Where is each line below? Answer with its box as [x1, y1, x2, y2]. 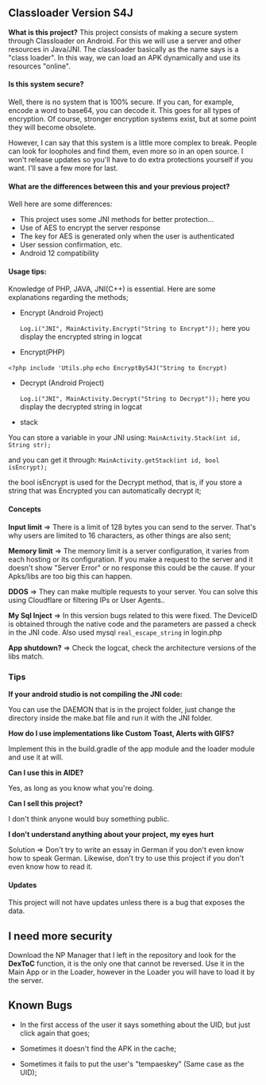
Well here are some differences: [8, 199, 113, 209]
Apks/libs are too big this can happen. [8, 571, 133, 581]
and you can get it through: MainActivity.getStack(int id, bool [8, 455, 220, 465]
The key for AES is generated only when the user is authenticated [19, 231, 235, 241]
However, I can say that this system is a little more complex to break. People [8, 138, 257, 148]
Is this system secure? [8, 80, 85, 89]
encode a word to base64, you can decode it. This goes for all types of [8, 106, 241, 115]
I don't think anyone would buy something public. [8, 814, 170, 823]
